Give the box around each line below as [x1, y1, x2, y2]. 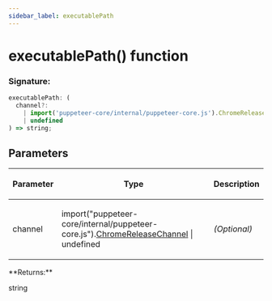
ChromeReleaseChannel [96, 228, 189, 240]
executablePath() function [8, 46, 189, 65]
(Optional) [213, 223, 253, 235]
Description [213, 179, 260, 190]
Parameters [8, 146, 69, 160]
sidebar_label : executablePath [8, 11, 114, 20]
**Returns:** [8, 268, 53, 278]
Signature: [8, 75, 51, 87]
